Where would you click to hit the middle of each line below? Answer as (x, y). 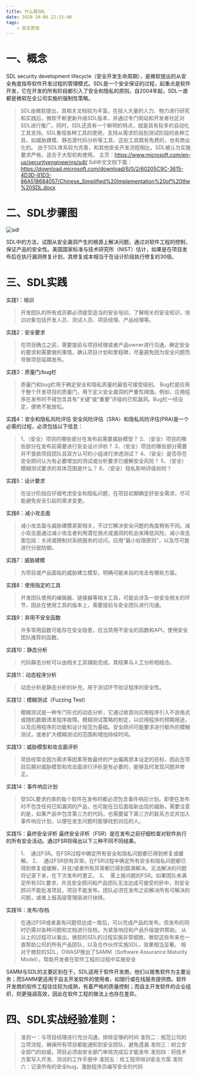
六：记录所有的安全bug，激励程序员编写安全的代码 (82, 1067)
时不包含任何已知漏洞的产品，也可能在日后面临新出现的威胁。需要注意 (105, 807)
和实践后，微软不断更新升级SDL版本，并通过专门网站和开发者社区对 (102, 118)
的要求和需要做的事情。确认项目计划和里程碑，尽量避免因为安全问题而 (105, 352)
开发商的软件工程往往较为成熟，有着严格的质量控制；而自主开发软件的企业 (96, 987)
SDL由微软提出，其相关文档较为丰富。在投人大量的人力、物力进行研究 (105, 111)
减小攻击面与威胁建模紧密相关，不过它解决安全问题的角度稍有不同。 (103, 526)
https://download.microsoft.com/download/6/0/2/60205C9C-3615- (102, 169)
